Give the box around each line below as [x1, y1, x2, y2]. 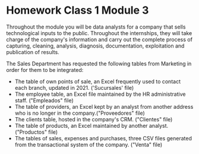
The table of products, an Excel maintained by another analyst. [14, 122, 169, 129]
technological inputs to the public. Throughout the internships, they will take [6, 29, 192, 36]
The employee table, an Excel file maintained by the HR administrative [14, 90, 186, 98]
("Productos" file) [14, 128, 58, 136]
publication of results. [6, 48, 59, 55]
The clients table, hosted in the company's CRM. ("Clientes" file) [14, 115, 173, 122]
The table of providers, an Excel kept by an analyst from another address [14, 103, 194, 110]
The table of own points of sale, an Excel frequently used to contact [14, 78, 181, 85]
